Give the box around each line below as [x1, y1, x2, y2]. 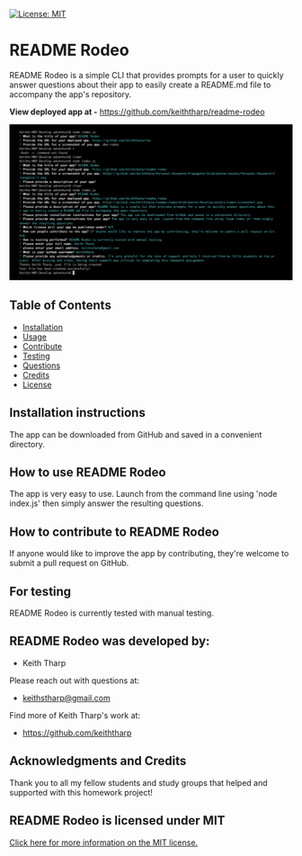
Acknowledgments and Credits [9, 753, 187, 769]
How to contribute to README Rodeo [9, 524, 220, 539]
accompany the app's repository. [9, 88, 132, 99]
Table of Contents [9, 298, 112, 313]
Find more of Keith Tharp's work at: [9, 709, 141, 720]
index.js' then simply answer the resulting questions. [9, 498, 204, 509]
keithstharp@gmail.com [22, 692, 111, 703]
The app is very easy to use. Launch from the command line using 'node [9, 489, 278, 500]
